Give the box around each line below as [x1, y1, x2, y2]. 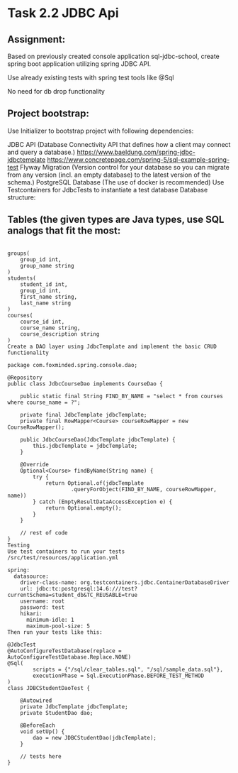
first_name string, [20, 293, 78, 300]
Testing [7, 542, 30, 549]
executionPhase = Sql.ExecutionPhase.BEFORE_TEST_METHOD [33, 672, 204, 679]
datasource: [13, 573, 50, 580]
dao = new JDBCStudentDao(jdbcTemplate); [33, 734, 157, 741]
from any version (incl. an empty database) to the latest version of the [7, 170, 211, 179]
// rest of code [20, 529, 69, 537]
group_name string [20, 262, 74, 269]
